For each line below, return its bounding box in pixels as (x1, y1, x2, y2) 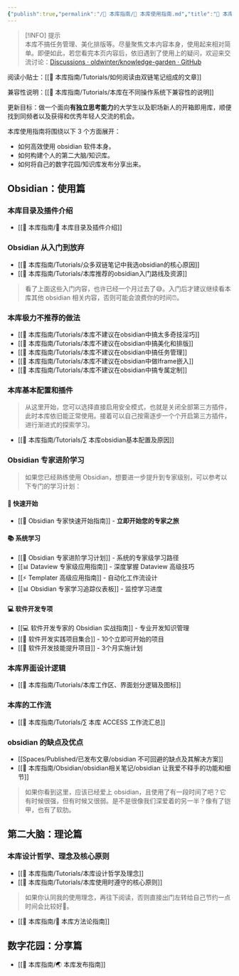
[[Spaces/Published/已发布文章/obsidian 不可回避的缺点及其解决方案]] (17, 755, 224, 763)
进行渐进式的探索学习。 (24, 420, 94, 429)
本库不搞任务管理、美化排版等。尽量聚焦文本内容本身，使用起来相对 (24, 40, 225, 48)
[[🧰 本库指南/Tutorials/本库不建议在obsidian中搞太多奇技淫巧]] (17, 330, 200, 339)
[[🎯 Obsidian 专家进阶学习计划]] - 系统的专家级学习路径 (17, 553, 179, 562)
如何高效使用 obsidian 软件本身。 (17, 142, 115, 150)
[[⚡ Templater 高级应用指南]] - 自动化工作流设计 (17, 573, 158, 582)
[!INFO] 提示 (24, 31, 61, 39)
